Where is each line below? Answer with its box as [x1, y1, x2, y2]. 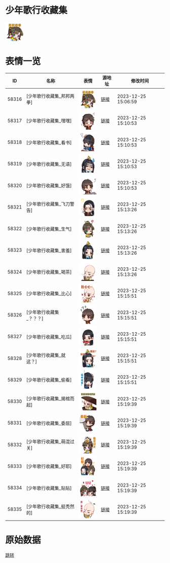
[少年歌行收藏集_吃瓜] [26, 334, 72, 340]
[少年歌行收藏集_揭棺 [26, 395, 70, 401]
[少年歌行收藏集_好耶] [26, 463, 72, 469]
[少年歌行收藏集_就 [26, 352, 66, 358]
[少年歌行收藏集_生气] [26, 226, 72, 232]
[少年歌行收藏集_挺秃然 [26, 503, 75, 509]
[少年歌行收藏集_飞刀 [26, 201, 70, 207]
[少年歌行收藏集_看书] [26, 139, 72, 145]
